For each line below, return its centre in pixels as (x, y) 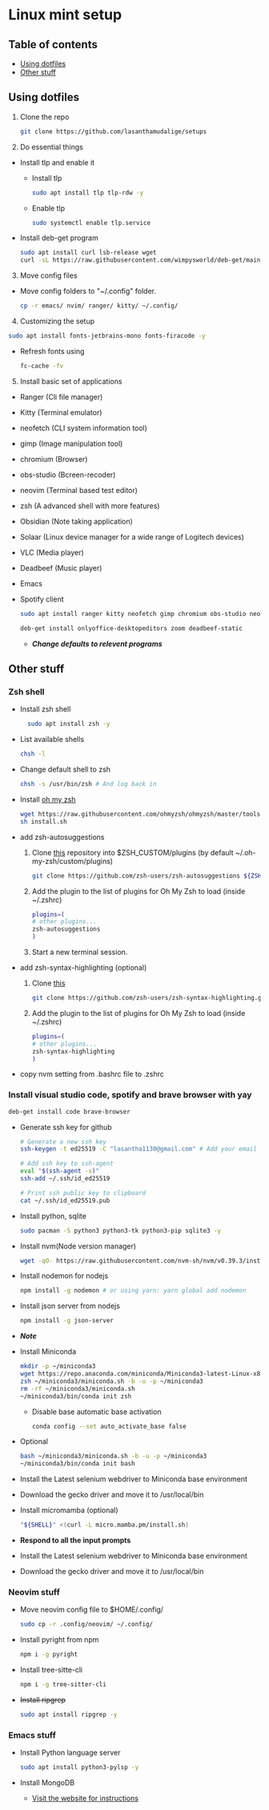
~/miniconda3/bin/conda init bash (77, 1464)
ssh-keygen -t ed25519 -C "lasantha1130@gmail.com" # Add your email (139, 1149)
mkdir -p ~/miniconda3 (58, 1367)
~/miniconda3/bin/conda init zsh (76, 1396)
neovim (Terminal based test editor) (79, 490)
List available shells (52, 740)
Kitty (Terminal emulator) (61, 412)
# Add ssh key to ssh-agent (66, 1164)
